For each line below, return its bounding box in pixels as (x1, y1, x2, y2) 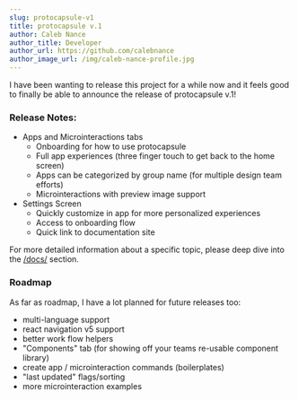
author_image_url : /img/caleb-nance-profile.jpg (9, 55, 195, 64)
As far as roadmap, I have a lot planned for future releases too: (9, 297, 241, 308)
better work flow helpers (22, 333, 114, 343)
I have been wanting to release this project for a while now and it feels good (9, 80, 290, 90)
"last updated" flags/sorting (22, 371, 126, 382)
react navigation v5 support (22, 324, 126, 335)
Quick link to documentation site (35, 227, 155, 238)
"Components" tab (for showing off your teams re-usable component (22, 343, 279, 353)
